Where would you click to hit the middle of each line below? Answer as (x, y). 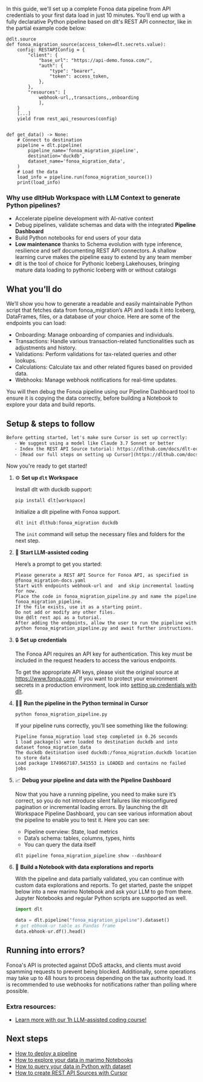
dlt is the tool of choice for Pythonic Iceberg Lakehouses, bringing (97, 264)
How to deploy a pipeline (46, 1053)
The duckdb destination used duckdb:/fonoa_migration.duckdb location (106, 753)
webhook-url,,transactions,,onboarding (89, 98)
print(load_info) (39, 183)
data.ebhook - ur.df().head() (50, 932)
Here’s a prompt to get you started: (59, 564)
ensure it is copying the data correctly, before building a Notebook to (92, 398)
